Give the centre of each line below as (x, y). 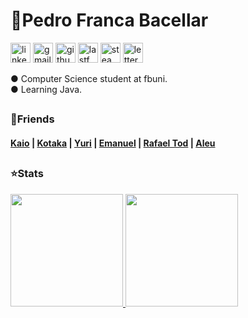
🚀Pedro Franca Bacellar (109, 20)
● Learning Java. (46, 89)
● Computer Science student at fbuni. (89, 78)
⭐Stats (27, 174)
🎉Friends (32, 119)
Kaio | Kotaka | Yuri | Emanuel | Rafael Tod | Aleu (113, 143)
